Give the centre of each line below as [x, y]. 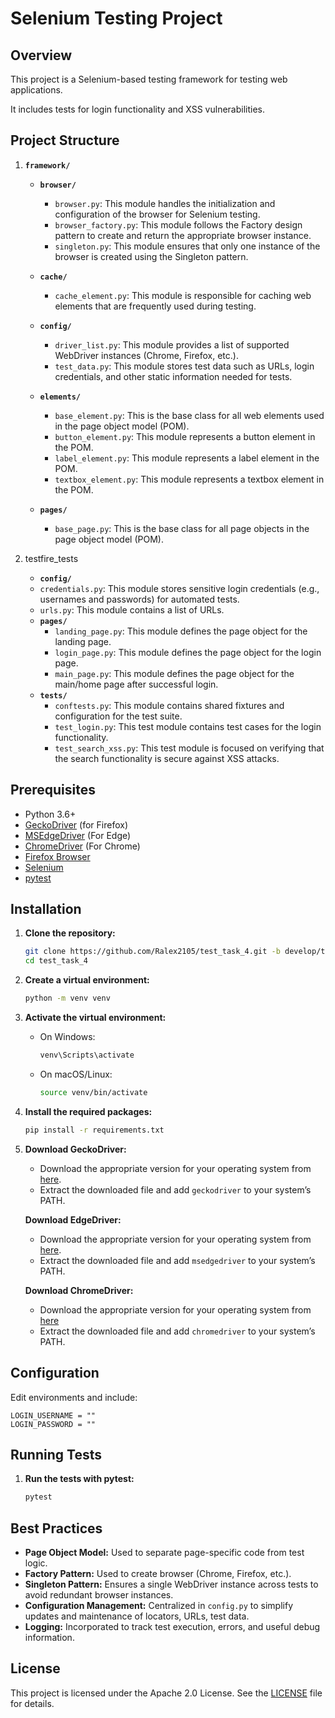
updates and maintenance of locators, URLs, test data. [137, 1616]
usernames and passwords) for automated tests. [139, 599]
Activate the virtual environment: [95, 1018]
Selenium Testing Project [116, 18]
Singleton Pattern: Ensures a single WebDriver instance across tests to [171, 1584]
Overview [41, 55]
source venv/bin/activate [93, 1092]
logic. [36, 1563]
